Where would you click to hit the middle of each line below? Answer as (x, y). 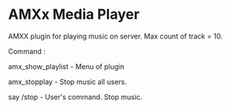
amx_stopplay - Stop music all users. (68, 82)
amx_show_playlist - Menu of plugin (66, 66)
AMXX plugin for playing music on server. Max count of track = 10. (115, 36)
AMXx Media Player (74, 15)
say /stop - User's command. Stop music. (75, 96)
